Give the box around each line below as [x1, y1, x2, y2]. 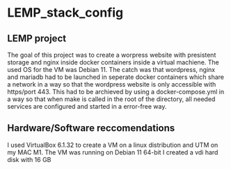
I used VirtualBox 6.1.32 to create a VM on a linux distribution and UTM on [7, 141, 218, 149]
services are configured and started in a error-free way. [7, 103, 167, 110]
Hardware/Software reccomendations [7, 123, 175, 134]
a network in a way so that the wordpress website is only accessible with [7, 80, 216, 88]
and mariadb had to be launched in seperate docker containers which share [7, 73, 225, 81]
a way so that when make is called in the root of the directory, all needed [7, 95, 216, 103]
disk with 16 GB [7, 155, 51, 163]
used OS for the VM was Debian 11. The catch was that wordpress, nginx [7, 66, 216, 73]
